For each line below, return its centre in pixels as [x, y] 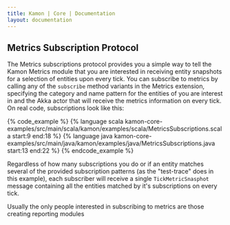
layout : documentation [40, 20]
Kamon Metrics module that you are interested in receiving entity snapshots [115, 72]
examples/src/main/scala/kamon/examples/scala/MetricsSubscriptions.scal [115, 129]
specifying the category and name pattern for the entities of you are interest [115, 94]
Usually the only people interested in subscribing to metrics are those [106, 206]
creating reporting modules [46, 214]
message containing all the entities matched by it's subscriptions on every [112, 186]
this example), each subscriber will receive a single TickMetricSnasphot [108, 179]
